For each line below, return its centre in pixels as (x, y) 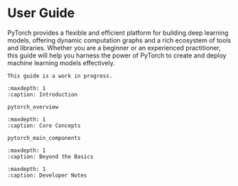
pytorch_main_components (44, 138)
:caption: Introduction (43, 94)
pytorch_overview (33, 107)
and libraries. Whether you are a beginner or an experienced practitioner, (114, 48)
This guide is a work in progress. (60, 76)
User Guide (41, 13)
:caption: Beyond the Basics (50, 157)
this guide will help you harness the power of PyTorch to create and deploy (117, 55)
